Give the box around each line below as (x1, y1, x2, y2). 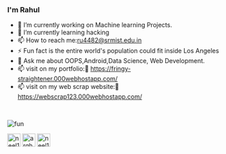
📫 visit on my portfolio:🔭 (17, 64, 90, 73)
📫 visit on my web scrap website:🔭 (17, 83, 120, 91)
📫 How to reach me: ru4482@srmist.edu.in (17, 36, 142, 45)
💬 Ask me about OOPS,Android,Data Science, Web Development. (17, 57, 205, 65)
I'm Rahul (7, 5, 40, 15)
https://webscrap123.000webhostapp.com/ (17, 92, 143, 101)
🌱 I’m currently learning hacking (17, 28, 110, 36)
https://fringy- (90, 64, 132, 73)
